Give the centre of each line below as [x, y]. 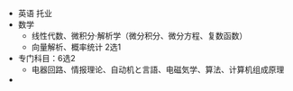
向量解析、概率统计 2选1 [76, 47]
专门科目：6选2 [47, 58]
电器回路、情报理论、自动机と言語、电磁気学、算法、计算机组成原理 [158, 69]
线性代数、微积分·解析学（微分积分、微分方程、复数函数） [139, 36]
